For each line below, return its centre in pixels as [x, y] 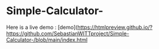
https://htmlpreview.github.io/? [115, 27]
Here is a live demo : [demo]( [42, 27]
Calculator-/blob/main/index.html [47, 40]
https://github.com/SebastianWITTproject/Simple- [68, 33]
